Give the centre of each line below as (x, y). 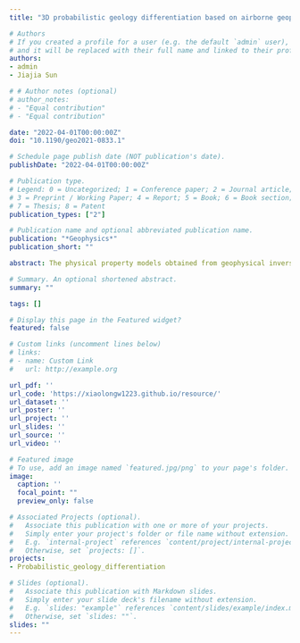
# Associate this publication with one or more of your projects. (139, 525)
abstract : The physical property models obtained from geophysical (137, 263)
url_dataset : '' (39, 402)
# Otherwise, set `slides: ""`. (74, 616)
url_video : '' (36, 443)
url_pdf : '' (31, 385)
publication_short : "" (51, 247)
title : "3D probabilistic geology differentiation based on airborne (142, 17)
